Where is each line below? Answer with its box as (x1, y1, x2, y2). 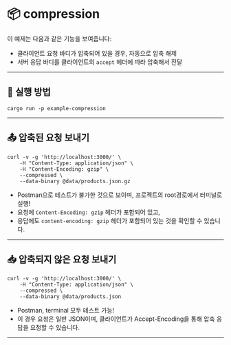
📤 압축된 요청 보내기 (7, 132, 90, 144)
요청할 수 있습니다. (30, 324, 80, 332)
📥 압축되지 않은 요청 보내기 (7, 253, 117, 265)
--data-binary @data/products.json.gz (19, 178, 131, 185)
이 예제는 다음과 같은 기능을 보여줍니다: (7, 34, 112, 43)
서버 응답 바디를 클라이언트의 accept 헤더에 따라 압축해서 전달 (16, 57, 183, 66)
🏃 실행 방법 (7, 86, 52, 98)
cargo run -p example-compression (7, 105, 107, 112)
